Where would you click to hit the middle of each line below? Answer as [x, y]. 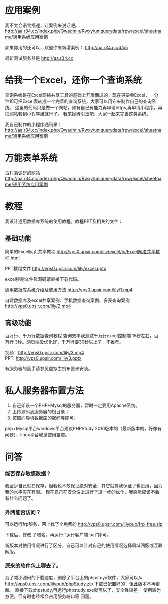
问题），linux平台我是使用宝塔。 [37, 435]
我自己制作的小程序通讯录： [34, 124]
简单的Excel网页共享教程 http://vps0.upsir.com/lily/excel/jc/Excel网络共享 [80, 251]
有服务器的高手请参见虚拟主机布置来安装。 [49, 369]
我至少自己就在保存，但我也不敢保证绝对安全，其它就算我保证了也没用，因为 [84, 485]
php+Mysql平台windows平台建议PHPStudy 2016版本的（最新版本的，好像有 [84, 429]
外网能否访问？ [23, 512]
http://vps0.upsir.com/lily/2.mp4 [38, 306]
